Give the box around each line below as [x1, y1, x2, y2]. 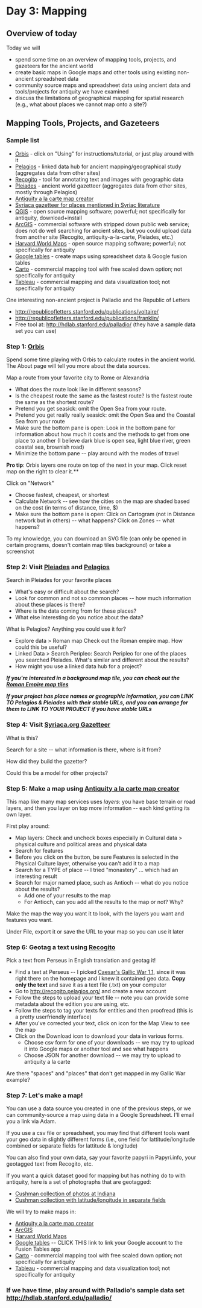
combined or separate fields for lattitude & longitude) [6, 1142, 138, 1149]
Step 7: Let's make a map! [6, 1092, 83, 1100]
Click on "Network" [6, 479, 54, 487]
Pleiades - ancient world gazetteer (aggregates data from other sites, [14, 182, 187, 189]
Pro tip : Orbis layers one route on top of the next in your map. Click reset [6, 461, 187, 469]
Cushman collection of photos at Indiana [14, 1190, 116, 1198]
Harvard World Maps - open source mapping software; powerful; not [14, 239, 186, 247]
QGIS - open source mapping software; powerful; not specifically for [14, 207, 186, 215]
